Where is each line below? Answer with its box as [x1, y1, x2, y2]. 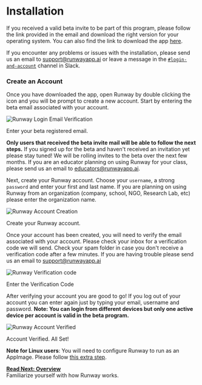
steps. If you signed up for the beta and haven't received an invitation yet [6, 146, 190, 153]
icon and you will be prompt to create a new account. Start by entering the [6, 97, 192, 104]
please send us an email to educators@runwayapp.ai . [6, 165, 141, 172]
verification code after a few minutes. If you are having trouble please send [6, 251, 194, 258]
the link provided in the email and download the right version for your [6, 30, 179, 38]
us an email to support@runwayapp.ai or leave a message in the [6, 55, 167, 63]
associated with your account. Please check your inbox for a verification [6, 238, 187, 245]
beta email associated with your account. [6, 104, 109, 111]
